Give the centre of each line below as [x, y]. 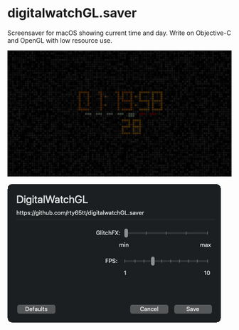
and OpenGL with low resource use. [60, 40]
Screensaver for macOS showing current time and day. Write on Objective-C [119, 33]
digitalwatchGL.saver [72, 13]
